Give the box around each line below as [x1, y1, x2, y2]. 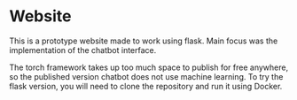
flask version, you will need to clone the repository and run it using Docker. [9, 81, 283, 91]
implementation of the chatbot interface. [9, 44, 157, 55]
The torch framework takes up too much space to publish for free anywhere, [9, 62, 289, 73]
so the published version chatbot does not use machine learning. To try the [9, 71, 284, 81]
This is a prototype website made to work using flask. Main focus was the [9, 35, 278, 46]
